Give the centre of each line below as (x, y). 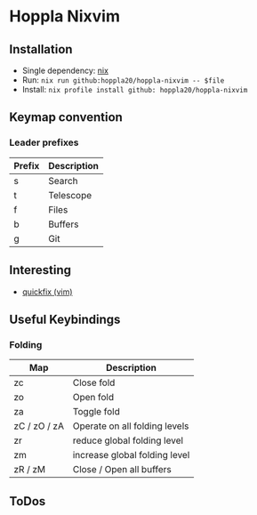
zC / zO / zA (39, 426)
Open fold (93, 398)
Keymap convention (66, 117)
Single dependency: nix (65, 70)
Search (63, 181)
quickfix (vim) (47, 292)
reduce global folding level (128, 440)
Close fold (94, 382)
